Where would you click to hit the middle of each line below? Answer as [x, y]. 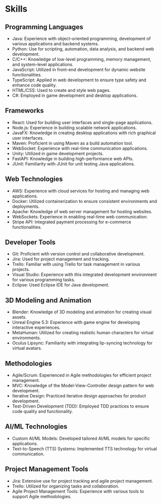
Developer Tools [30, 243]
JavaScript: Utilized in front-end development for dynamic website [79, 70]
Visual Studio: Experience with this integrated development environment [84, 275]
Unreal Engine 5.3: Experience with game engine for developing [76, 323]
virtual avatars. [27, 348]
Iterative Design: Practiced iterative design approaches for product [79, 396]
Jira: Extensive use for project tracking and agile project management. [82, 481]
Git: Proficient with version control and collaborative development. [78, 254]
